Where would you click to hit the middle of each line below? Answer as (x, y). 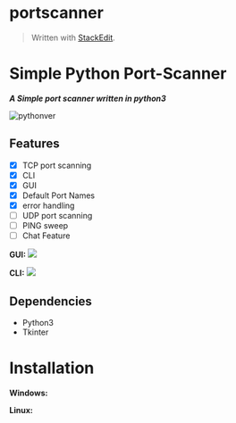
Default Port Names (59, 195)
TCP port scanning (57, 165)
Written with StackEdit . (73, 37)
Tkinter (35, 332)
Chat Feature (46, 236)
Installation (52, 368)
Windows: (29, 393)
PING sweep (45, 226)
